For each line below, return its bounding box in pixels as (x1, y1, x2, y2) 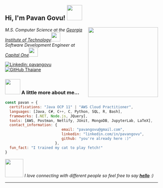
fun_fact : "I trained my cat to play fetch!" (9, 145, 103, 150)
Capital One (5, 52, 29, 58)
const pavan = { (5, 100, 38, 105)
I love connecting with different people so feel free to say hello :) (24, 172, 154, 178)
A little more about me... (21, 89, 80, 96)
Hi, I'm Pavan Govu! (5, 14, 65, 22)
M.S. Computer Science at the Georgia (5, 27, 82, 33)
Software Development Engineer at (5, 42, 75, 48)
